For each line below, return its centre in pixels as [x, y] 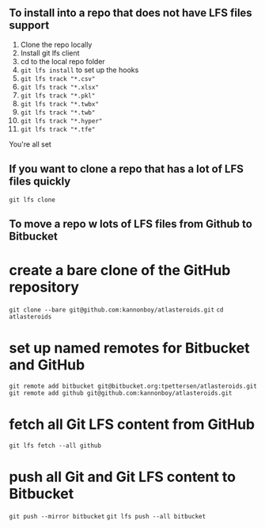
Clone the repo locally [56, 44]
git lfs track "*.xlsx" [60, 87]
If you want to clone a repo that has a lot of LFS [126, 169]
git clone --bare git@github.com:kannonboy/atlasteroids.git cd [116, 310]
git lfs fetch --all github [55, 446]
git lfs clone [32, 200]
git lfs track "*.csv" [58, 78]
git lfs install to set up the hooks [79, 70]
